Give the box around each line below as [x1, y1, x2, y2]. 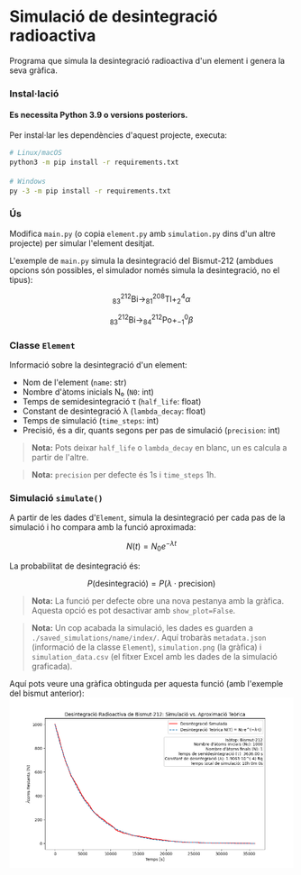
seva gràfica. [9, 65, 59, 76]
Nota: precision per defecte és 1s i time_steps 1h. [31, 469, 216, 479]
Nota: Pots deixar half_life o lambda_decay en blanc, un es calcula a [31, 442, 287, 452]
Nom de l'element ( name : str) [22, 377, 127, 387]
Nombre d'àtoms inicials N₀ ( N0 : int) [22, 386, 155, 397]
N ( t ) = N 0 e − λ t [125, 539, 178, 553]
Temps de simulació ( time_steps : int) [22, 415, 160, 425]
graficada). [31, 661, 73, 671]
